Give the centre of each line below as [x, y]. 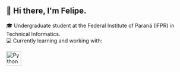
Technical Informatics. [33, 34]
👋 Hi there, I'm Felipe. [46, 11]
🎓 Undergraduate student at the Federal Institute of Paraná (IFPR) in [90, 25]
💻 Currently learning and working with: [54, 40]
